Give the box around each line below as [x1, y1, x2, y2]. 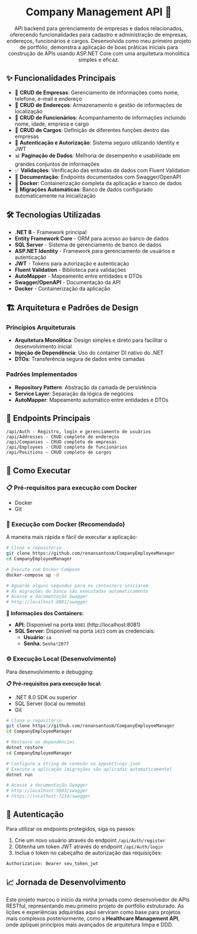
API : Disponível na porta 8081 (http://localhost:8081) [14, 621, 141, 629]
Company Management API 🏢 [25, 5, 172, 19]
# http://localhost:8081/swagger [6, 599, 88, 605]
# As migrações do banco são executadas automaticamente [6, 588, 149, 594]
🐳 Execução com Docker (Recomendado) [6, 520, 125, 528]
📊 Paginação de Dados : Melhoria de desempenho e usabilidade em [14, 152, 181, 159]
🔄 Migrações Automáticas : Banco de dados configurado [14, 186, 153, 193]
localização [14, 107, 43, 114]
